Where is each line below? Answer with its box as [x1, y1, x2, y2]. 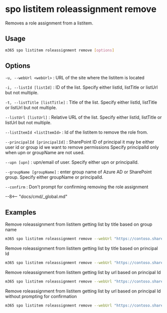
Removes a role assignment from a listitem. [5, 20, 93, 26]
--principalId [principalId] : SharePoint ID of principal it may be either [5, 139, 155, 145]
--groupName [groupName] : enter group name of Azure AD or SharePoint [5, 169, 152, 175]
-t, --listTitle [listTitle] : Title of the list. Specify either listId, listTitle [5, 99, 158, 105]
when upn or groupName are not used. [5, 150, 85, 156]
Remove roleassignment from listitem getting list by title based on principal [5, 246, 158, 252]
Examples [5, 208, 36, 217]
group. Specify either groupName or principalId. [5, 174, 103, 180]
